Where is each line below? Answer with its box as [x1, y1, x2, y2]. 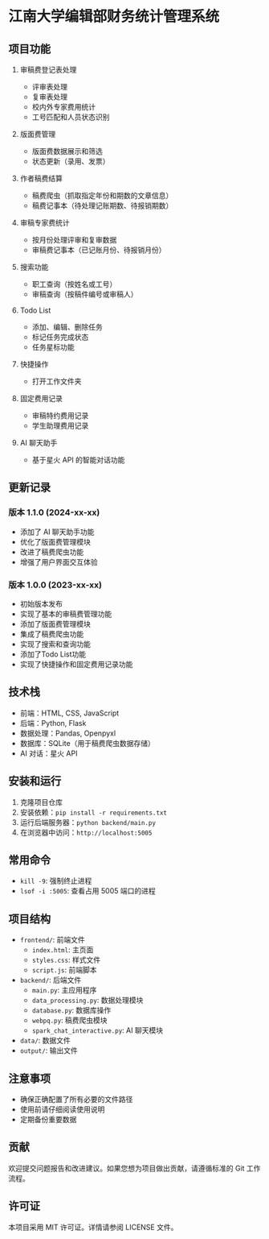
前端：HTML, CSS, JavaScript [19, 708, 120, 718]
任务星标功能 [31, 342, 75, 351]
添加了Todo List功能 [19, 649, 87, 659]
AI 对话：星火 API [19, 748, 78, 758]
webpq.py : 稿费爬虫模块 [31, 1016, 108, 1026]
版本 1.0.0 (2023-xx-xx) [8, 579, 103, 590]
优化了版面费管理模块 [19, 537, 91, 546]
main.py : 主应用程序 [31, 985, 97, 995]
